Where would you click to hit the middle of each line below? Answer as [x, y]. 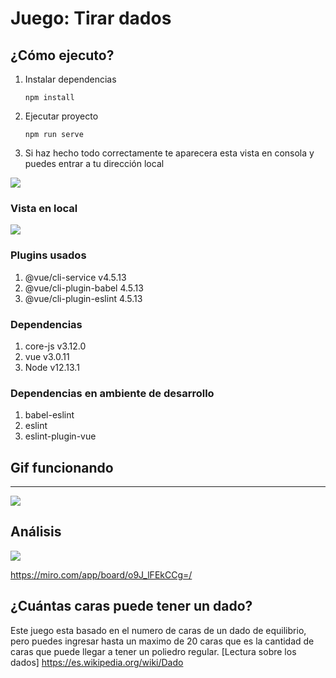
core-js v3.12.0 [55, 346]
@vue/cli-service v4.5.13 [75, 277]
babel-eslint [49, 415]
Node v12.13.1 [52, 367]
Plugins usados [48, 255]
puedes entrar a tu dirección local [94, 163]
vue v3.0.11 [47, 356]
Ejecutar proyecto [61, 116]
